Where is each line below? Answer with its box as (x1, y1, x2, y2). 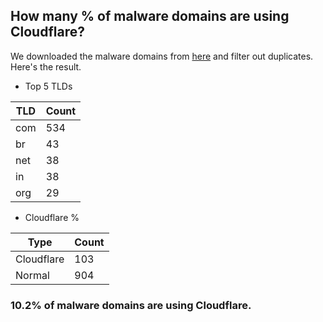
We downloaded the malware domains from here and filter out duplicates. (10, 50, 314, 62)
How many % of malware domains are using (10, 8, 290, 25)
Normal (15, 268, 50, 282)
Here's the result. (10, 60, 82, 73)
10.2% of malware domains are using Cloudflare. (10, 298, 252, 312)
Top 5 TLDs (24, 80, 73, 92)
